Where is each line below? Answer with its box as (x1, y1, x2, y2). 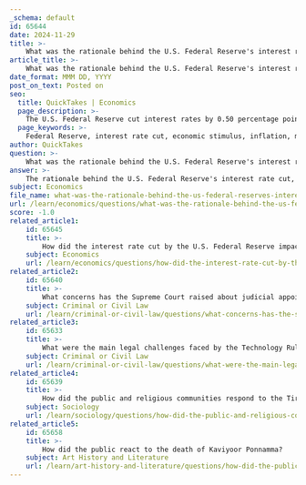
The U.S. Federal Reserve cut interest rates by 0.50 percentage (25, 115, 280, 124)
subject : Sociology (25, 402, 100, 412)
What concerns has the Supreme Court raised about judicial (42, 292, 275, 301)
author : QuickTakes (9, 140, 84, 149)
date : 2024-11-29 (9, 30, 76, 39)
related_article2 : (9, 268, 79, 277)
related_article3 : (9, 318, 79, 328)
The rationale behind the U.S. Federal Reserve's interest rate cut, (25, 174, 296, 183)
